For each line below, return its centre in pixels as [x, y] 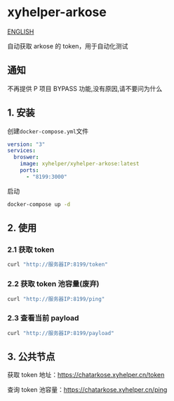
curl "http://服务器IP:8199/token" [58, 265]
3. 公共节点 [31, 356]
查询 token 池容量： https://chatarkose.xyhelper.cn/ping [87, 390]
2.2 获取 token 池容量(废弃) [53, 284]
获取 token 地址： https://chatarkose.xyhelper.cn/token [86, 375]
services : [22, 151]
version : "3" [26, 144]
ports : [29, 170]
